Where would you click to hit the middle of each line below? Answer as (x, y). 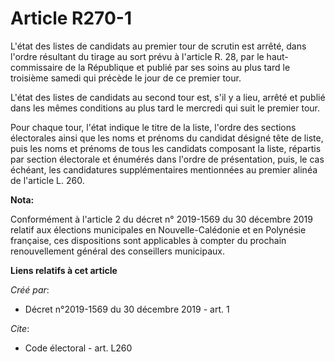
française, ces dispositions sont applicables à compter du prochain (148, 240)
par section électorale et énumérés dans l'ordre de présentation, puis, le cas (167, 159)
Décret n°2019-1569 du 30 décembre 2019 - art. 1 (127, 309)
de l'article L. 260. (47, 180)
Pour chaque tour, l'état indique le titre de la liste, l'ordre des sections (153, 127)
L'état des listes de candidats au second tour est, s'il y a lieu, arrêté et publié (168, 97)
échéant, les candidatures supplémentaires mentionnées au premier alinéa (164, 169)
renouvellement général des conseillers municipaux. (118, 251)
